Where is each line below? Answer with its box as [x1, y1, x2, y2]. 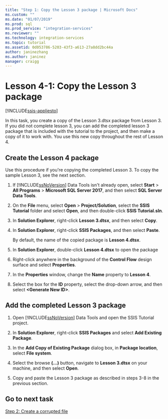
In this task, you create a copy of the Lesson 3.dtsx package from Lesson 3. [5, 118, 162, 124]
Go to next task [5, 395, 54, 403]
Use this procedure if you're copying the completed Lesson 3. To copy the [5, 167, 159, 173]
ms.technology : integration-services [5, 36, 84, 41]
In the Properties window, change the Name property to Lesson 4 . [12, 272, 151, 277]
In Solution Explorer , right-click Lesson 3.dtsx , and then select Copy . [12, 217, 158, 223]
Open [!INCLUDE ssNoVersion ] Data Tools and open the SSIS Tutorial [12, 314, 154, 320]
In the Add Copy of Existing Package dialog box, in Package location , [12, 345, 158, 351]
